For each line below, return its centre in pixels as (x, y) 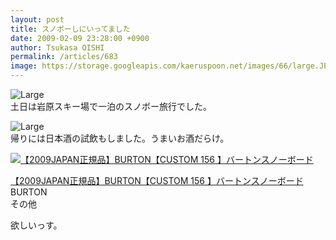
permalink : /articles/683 (64, 57)
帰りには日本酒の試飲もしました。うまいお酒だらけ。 (120, 138)
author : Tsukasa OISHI (57, 47)
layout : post (37, 19)
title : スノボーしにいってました (70, 29)
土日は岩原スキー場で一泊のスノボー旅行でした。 (111, 106)
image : (24, 66)
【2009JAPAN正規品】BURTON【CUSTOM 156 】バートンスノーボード (157, 180)
